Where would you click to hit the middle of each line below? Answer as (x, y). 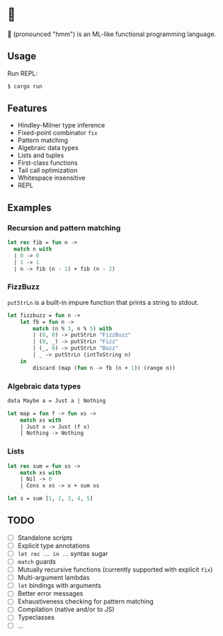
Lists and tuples (41, 156)
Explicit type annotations (53, 545)
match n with (33, 249)
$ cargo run (25, 86)
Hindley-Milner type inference (61, 125)
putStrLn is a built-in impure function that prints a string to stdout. (103, 302)
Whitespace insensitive (51, 178)
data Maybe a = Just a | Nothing (57, 400)
